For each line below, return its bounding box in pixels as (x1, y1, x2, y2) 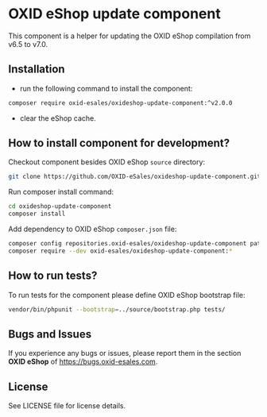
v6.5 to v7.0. (8, 39, 48, 48)
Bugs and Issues (8, 327, 92, 341)
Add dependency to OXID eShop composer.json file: (8, 224, 177, 234)
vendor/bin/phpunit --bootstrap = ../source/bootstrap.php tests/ (8, 305, 226, 314)
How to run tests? (8, 269, 98, 283)
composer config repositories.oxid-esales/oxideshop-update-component (8, 240, 247, 248)
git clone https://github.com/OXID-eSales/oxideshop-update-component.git (8, 172, 261, 181)
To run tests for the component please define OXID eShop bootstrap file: (8, 290, 246, 299)
